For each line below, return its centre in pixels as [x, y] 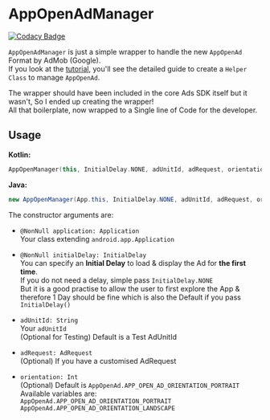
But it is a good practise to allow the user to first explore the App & [130, 288]
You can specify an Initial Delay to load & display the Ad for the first [133, 263]
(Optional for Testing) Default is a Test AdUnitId [98, 336]
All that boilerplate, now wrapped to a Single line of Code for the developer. [133, 110]
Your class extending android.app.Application [97, 239]
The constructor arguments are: [61, 214]
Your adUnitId [43, 328]
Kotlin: [20, 154]
